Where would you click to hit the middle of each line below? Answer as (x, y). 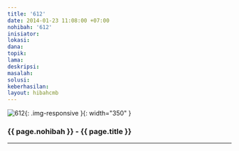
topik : (17, 54)
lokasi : (19, 40)
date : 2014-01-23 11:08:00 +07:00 (59, 21)
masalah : (20, 73)
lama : (15, 60)
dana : (15, 47)
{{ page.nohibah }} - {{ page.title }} (69, 132)
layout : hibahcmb (33, 93)
